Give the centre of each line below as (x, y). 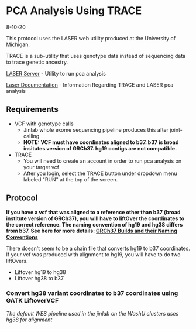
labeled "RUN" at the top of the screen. (71, 179)
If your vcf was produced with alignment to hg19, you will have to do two (93, 254)
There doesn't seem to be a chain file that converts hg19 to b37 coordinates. (98, 248)
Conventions (22, 237)
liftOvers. (17, 261)
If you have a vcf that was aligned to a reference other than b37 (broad (93, 212)
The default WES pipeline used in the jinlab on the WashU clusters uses (92, 313)
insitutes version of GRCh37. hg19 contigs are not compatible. (100, 148)
